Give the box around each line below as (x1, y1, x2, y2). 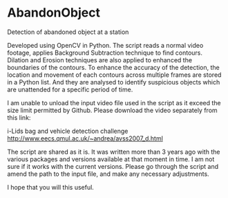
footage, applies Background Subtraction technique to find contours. (7, 48, 202, 57)
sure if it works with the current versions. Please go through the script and (7, 162, 219, 170)
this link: (7, 113, 31, 122)
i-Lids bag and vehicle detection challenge (7, 127, 129, 135)
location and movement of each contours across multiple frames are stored (7, 71, 222, 79)
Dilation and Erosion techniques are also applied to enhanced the (7, 55, 192, 64)
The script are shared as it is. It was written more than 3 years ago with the (7, 147, 220, 156)
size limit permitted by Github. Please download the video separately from (7, 106, 218, 114)
